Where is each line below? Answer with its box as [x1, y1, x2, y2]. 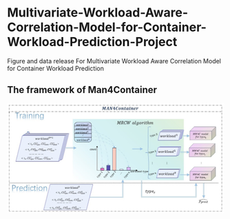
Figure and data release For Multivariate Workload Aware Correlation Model [7, 56, 222, 65]
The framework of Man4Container [7, 84, 157, 96]
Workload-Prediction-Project [7, 34, 178, 50]
